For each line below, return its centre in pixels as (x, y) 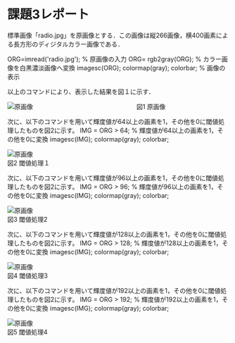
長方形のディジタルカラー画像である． (69, 44)
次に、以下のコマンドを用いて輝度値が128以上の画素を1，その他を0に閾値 (114, 234)
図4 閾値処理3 (27, 275)
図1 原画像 (151, 106)
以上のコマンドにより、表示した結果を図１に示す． (81, 92)
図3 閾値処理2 (27, 219)
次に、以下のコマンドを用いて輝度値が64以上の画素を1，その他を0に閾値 (113, 121)
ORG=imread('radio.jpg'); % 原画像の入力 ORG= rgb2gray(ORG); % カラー (115, 59)
